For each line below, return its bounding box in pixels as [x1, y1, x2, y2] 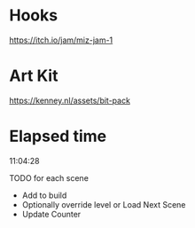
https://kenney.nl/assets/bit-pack [9, 95, 131, 106]
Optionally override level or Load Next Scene [21, 199, 186, 209]
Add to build [21, 190, 67, 200]
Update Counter [21, 208, 82, 219]
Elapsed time [9, 126, 107, 146]
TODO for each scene [9, 172, 89, 183]
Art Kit [9, 66, 58, 86]
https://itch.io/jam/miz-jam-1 [9, 35, 113, 45]
